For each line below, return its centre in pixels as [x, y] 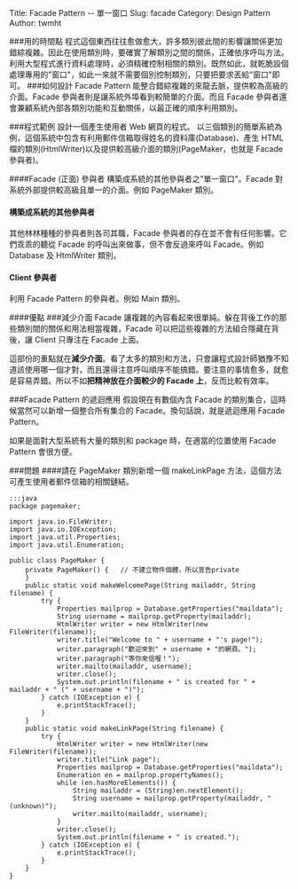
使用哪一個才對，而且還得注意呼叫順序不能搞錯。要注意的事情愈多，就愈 [157, 370]
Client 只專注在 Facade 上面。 [89, 340]
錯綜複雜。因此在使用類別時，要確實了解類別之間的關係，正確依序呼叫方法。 [149, 52]
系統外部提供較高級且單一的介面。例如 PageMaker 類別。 [114, 190]
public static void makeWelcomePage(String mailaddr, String [140, 586]
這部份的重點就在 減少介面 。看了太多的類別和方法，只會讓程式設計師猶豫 [141, 358]
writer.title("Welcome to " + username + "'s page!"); [160, 640]
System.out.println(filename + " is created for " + [156, 682]
